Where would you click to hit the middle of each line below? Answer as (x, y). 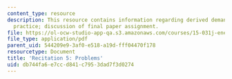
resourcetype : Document (41, 52)
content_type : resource (41, 13)
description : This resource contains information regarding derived (108, 20)
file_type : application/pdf (48, 39)
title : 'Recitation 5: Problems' (55, 58)
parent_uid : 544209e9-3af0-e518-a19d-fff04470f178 (81, 45)
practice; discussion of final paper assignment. (86, 26)
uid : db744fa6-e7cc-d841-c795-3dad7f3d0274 (71, 65)
